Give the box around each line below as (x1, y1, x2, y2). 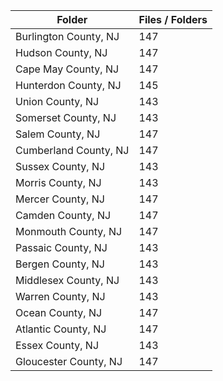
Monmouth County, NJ (15, 225, 123, 238)
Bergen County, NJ (15, 257, 105, 271)
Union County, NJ (15, 95, 100, 108)
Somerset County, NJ (15, 111, 117, 124)
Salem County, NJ (15, 127, 101, 141)
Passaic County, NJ (15, 241, 108, 254)
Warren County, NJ (15, 290, 106, 303)
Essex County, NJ (15, 339, 100, 352)
